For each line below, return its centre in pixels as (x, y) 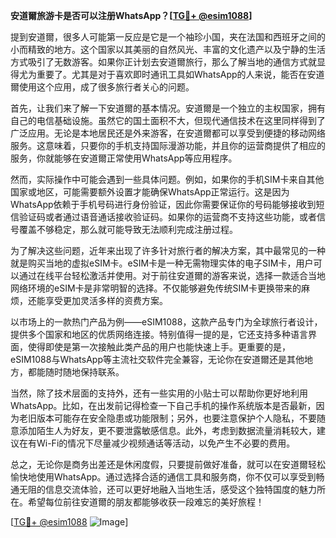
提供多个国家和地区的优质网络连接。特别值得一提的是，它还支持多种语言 (159, 334)
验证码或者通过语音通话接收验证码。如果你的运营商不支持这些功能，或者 (167, 217)
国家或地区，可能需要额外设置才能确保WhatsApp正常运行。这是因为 (150, 192)
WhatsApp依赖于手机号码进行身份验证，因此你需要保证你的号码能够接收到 (163, 204)
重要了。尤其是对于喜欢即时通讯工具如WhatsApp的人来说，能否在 (172, 74)
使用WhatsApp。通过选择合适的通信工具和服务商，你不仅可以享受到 (176, 477)
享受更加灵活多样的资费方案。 (106, 300)
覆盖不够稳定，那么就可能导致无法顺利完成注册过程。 (128, 229)
